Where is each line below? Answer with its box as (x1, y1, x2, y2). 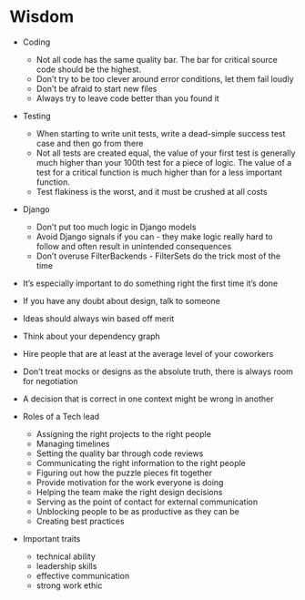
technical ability (36, 551, 96, 562)
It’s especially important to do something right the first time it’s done (22, 278, 279, 289)
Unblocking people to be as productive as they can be (36, 505, 239, 516)
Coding (22, 36, 51, 47)
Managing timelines (36, 438, 111, 449)
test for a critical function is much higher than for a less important (36, 167, 282, 178)
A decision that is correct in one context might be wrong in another (22, 393, 275, 404)
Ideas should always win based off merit (22, 312, 175, 324)
